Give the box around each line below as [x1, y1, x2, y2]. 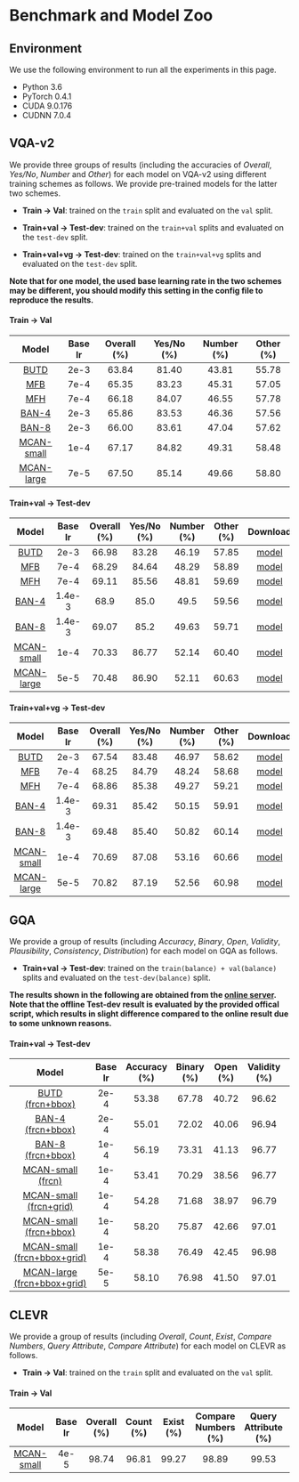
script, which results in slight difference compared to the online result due [9, 1008, 289, 1019]
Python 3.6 [21, 82, 62, 92]
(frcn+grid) [26, 1201, 74, 1213]
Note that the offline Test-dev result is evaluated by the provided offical [9, 999, 279, 1010]
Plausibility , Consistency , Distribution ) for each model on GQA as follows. [9, 945, 279, 957]
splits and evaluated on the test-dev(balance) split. [21, 972, 211, 984]
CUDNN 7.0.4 [21, 110, 71, 120]
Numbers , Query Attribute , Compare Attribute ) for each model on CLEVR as [9, 1340, 287, 1351]
